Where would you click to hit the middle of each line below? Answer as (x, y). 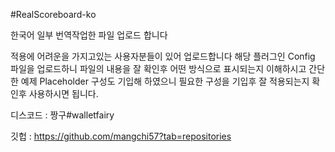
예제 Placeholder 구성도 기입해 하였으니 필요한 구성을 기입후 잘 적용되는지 (165, 81)
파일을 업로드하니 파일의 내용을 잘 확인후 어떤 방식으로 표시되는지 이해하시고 (158, 68)
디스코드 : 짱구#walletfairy (62, 115)
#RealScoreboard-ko (53, 14)
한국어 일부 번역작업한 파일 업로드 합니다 (89, 35)
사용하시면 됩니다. (63, 93)
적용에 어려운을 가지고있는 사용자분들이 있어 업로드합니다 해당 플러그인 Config (163, 56)
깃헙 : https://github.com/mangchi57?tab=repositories (121, 136)
